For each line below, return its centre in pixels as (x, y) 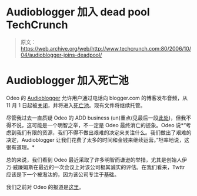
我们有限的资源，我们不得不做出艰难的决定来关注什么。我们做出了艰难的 (104, 132)
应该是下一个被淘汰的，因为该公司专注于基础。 (63, 174)
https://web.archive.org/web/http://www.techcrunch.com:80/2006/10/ (106, 48)
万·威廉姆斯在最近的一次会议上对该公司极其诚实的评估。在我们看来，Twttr (96, 167)
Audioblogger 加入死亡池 (68, 81)
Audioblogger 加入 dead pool (78, 12)
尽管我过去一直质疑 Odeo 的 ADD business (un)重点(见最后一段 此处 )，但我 (96, 118)
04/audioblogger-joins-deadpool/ (61, 55)
